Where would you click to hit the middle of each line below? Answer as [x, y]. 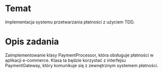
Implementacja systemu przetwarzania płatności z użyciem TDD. [70, 22]
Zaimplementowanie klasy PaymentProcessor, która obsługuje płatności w [79, 55]
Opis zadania [32, 42]
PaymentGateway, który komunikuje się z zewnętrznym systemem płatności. [82, 65]
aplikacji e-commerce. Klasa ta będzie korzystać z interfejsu [66, 60]
